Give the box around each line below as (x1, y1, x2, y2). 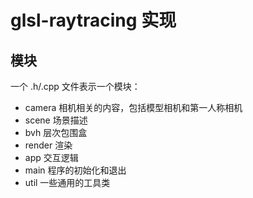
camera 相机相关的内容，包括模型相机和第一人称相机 (24, 102, 243, 113)
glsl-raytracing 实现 (10, 9, 177, 32)
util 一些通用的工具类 (24, 177, 111, 188)
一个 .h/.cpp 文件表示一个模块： (10, 81, 141, 92)
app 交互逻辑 (24, 152, 79, 163)
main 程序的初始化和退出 (24, 164, 127, 176)
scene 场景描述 (24, 114, 88, 126)
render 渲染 (24, 139, 73, 151)
